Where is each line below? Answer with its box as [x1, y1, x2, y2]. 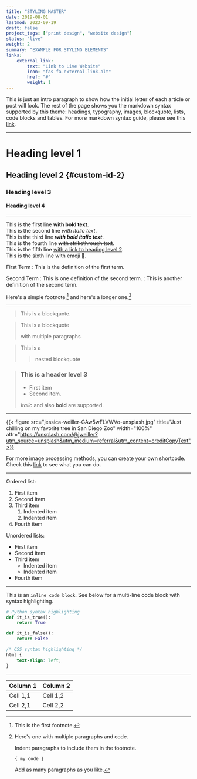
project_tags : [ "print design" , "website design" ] [6, 31, 133, 36]
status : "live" [6, 36, 43, 42]
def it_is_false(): [6, 630, 54, 636]
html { [6, 652, 22, 658]
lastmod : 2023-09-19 [6, 19, 57, 25]
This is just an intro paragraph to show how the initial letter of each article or [6, 96, 191, 103]
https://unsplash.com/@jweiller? [20, 431, 98, 438]
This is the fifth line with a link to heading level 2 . [6, 246, 124, 253]
